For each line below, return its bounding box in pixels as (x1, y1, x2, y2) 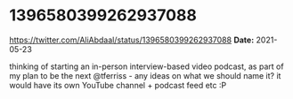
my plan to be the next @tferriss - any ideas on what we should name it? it (9, 70, 281, 80)
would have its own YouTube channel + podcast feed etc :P (9, 80, 227, 90)
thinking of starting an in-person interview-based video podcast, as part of (9, 61, 284, 72)
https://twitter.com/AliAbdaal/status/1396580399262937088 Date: (9, 34, 255, 45)
